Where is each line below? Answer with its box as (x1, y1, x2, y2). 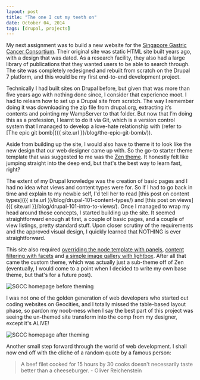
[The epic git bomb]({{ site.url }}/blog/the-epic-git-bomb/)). (6, 129, 153, 136)
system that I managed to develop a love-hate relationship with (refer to (6, 123, 182, 130)
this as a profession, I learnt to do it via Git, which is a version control (6, 117, 176, 124)
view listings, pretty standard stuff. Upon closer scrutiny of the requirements (6, 222, 193, 229)
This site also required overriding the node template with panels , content (6, 246, 185, 253)
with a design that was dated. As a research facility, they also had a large (6, 54, 186, 61)
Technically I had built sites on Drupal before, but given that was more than (6, 85, 190, 92)
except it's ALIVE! (6, 320, 49, 327)
